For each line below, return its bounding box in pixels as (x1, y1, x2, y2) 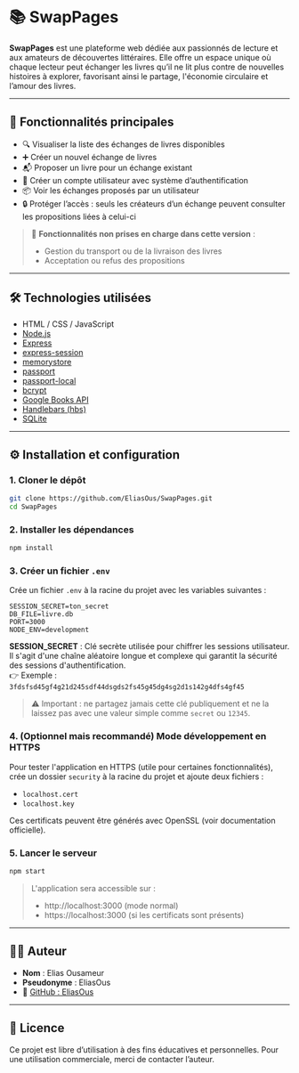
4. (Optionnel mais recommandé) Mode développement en (9, 730, 267, 743)
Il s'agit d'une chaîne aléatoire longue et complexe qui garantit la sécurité (9, 651, 278, 662)
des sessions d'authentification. (9, 660, 126, 671)
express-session (21, 346, 84, 357)
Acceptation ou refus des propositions (44, 255, 185, 265)
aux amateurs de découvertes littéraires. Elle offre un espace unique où (9, 52, 271, 62)
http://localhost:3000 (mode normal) (44, 900, 179, 911)
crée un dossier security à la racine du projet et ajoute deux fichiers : (9, 771, 264, 782)
